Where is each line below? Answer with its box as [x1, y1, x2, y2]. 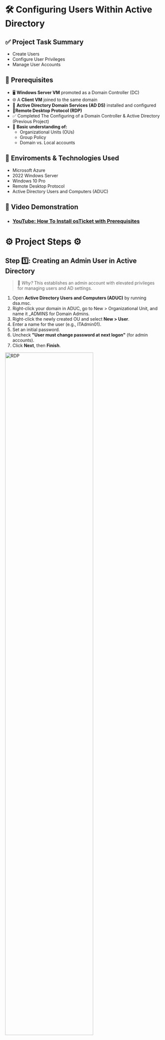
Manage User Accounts [12, 62, 61, 67]
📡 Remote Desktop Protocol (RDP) [12, 108, 82, 114]
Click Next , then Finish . [12, 342, 61, 348]
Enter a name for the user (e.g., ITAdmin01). [12, 321, 102, 327]
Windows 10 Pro [12, 178, 46, 184]
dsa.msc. [12, 300, 31, 306]
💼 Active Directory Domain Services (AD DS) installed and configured [12, 102, 157, 108]
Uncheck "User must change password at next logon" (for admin [12, 332, 148, 338]
